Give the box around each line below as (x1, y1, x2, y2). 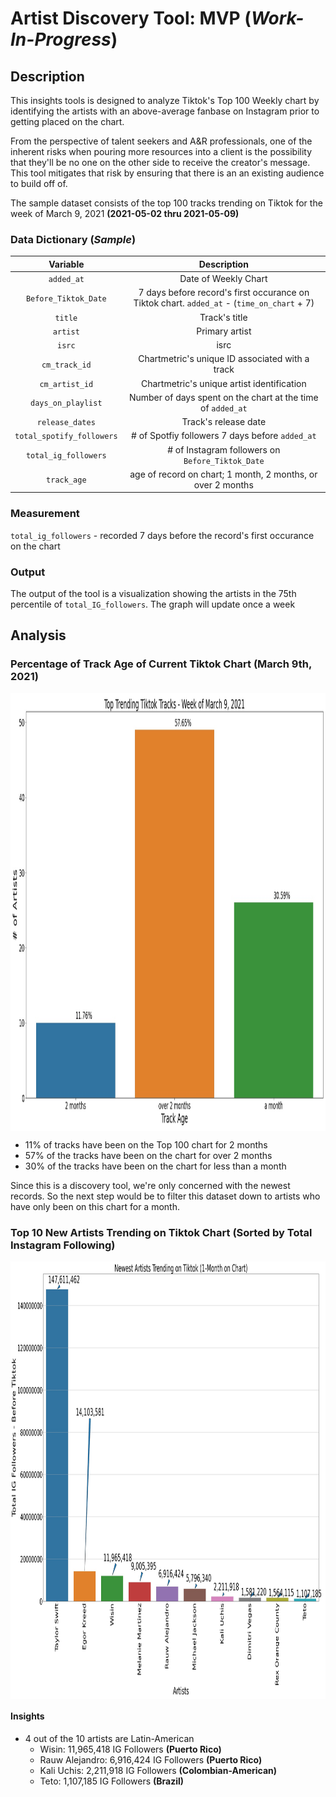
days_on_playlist (30, 398, 103, 409)
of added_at (200, 402, 248, 414)
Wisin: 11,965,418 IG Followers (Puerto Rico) (39, 1743, 222, 1756)
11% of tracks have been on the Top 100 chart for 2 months (24, 1138, 268, 1151)
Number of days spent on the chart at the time (128, 391, 319, 403)
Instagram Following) (10, 1238, 116, 1252)
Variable (48, 258, 85, 270)
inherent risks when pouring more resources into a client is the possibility (10, 146, 313, 157)
